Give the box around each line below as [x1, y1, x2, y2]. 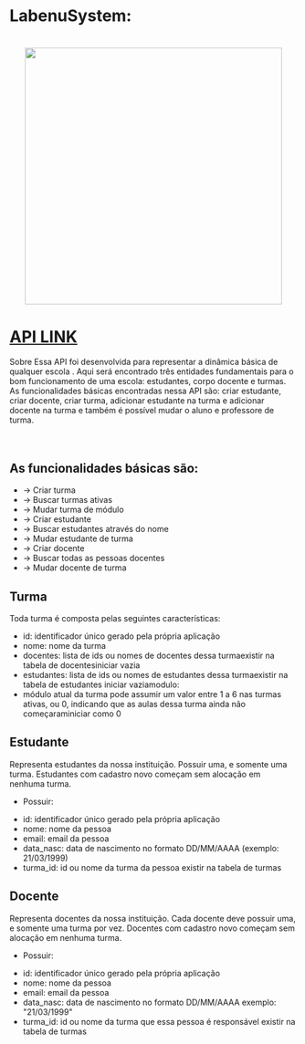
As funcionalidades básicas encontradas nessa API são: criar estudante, [9, 385, 281, 397]
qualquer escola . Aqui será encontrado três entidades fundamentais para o [9, 366, 294, 377]
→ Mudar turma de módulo [22, 504, 125, 516]
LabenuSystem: [9, 5, 132, 26]
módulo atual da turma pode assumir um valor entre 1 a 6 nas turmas [22, 688, 281, 699]
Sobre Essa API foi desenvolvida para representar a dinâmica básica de [9, 357, 279, 368]
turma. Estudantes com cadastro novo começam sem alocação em [9, 768, 261, 779]
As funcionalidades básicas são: [9, 460, 199, 475]
